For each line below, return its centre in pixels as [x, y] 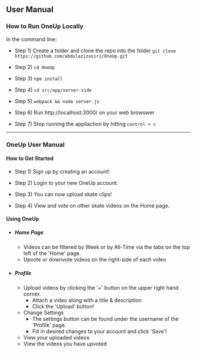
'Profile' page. [49, 325]
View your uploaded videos [56, 338]
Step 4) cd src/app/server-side [53, 90]
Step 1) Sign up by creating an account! [62, 171]
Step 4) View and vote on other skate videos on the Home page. [92, 205]
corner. [32, 294]
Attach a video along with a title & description [87, 300]
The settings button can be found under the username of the [105, 319]
